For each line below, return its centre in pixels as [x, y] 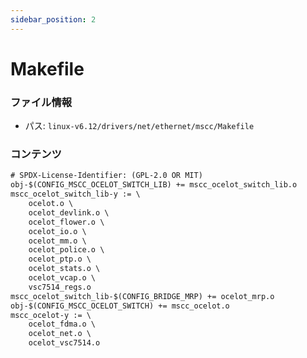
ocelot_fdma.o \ [62, 324]
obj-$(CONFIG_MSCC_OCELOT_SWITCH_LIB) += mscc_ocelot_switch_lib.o [154, 185]
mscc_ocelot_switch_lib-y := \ [75, 194]
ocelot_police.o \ [66, 250]
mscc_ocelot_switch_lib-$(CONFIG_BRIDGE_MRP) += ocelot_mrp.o [142, 296]
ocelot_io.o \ [57, 231]
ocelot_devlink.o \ [69, 212]
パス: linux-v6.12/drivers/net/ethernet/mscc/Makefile [139, 126]
